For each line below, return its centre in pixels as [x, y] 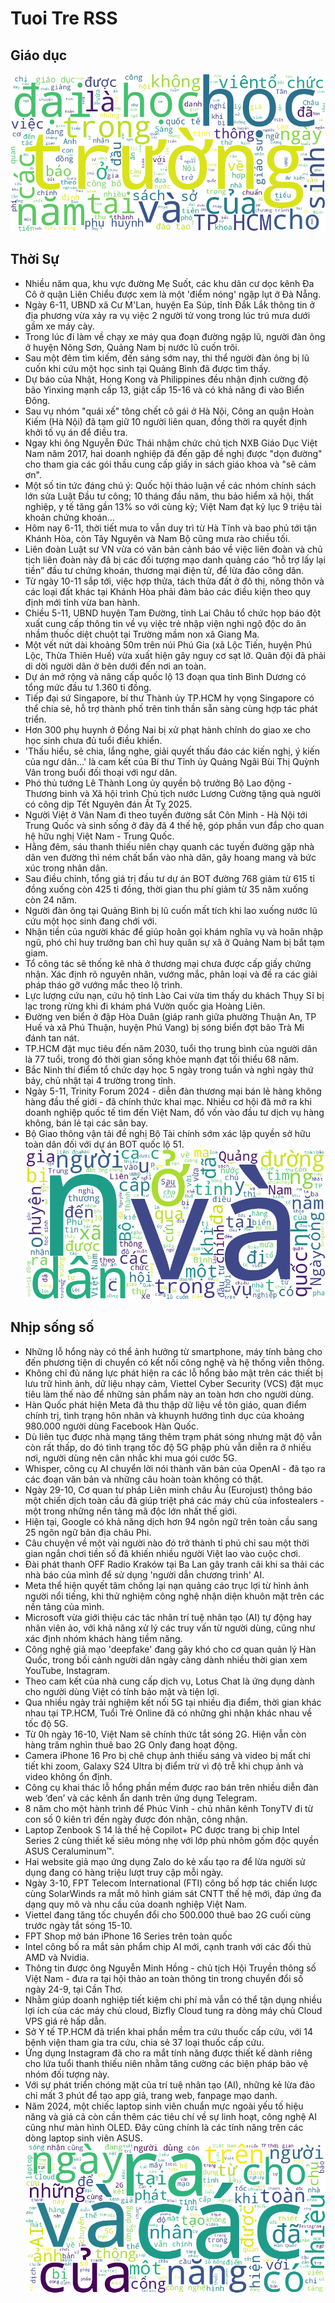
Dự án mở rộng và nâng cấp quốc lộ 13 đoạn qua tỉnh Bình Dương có [165, 676]
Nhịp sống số [52, 1327]
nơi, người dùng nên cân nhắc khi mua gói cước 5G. [131, 1458]
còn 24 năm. [51, 899]
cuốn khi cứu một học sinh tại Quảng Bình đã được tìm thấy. [147, 368]
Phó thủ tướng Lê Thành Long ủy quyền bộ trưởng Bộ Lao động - [158, 783]
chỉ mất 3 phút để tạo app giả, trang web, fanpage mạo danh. [151, 2095]
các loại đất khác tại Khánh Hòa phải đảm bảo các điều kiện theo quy [167, 591]
